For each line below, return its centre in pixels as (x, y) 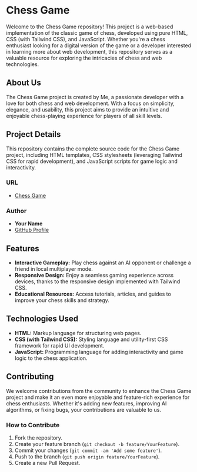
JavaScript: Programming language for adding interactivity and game (99, 352)
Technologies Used (42, 319)
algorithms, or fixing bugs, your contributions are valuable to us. (84, 409)
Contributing (30, 377)
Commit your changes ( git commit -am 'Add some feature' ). (88, 450)
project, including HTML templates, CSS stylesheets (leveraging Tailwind (94, 155)
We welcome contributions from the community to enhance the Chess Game (99, 391)
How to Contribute (33, 425)
